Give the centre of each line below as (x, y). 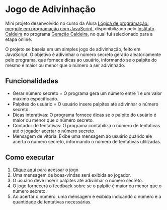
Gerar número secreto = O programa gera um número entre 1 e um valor (87, 93)
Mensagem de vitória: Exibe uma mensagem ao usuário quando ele (82, 136)
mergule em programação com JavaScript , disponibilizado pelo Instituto (80, 28)
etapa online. (19, 39)
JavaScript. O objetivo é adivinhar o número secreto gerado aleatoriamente (83, 55)
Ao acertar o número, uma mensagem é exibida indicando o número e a (87, 196)
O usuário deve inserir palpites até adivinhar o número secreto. (78, 180)
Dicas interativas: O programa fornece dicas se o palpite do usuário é (85, 115)
